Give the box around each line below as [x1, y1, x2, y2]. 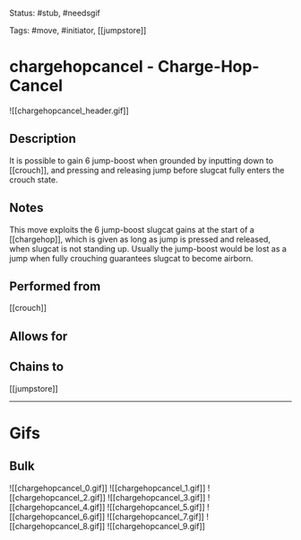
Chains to [9, 359, 64, 375]
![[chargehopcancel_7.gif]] [107, 511, 204, 522]
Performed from [9, 279, 101, 294]
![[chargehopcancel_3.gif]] [107, 491, 206, 502]
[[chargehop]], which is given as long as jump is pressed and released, [9, 234, 271, 244]
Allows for [9, 328, 68, 344]
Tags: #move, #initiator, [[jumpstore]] [9, 25, 147, 35]
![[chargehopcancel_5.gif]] [107, 501, 206, 512]
